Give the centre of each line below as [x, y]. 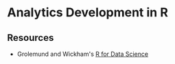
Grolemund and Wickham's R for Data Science [83, 54]
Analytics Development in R [87, 13]
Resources [31, 38]
